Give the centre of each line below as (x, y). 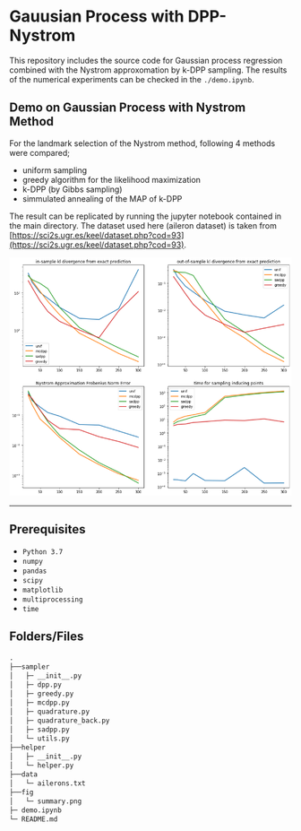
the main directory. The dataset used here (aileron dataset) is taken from (143, 225)
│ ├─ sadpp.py (39, 730)
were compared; (39, 152)
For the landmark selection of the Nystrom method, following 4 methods (142, 143)
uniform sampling (55, 170)
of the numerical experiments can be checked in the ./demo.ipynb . (132, 79)
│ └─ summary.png (46, 801)
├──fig (21, 792)
